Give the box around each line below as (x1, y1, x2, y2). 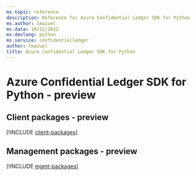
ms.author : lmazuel (6, 20, 56, 26)
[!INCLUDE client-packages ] (6, 128, 78, 136)
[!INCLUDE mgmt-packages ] (6, 163, 78, 170)
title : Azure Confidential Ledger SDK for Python (6, 49, 136, 55)
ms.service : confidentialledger (6, 37, 89, 43)
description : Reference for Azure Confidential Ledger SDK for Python (6, 15, 190, 21)
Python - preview (6, 88, 96, 101)
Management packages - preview (6, 146, 138, 156)
